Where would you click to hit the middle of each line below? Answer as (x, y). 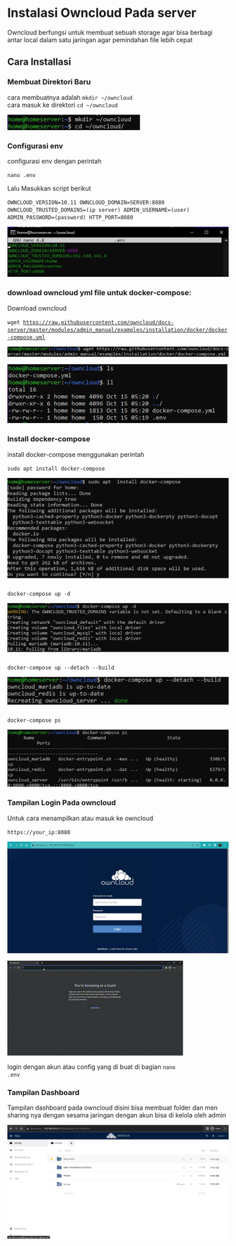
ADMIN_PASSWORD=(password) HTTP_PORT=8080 (70, 217)
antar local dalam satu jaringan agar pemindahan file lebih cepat (100, 39)
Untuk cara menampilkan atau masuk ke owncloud (80, 818)
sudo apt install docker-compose (56, 469)
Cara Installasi (39, 62)
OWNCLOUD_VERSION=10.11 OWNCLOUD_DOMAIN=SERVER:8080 (86, 202)
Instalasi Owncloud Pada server (102, 13)
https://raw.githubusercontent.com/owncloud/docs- (98, 322)
